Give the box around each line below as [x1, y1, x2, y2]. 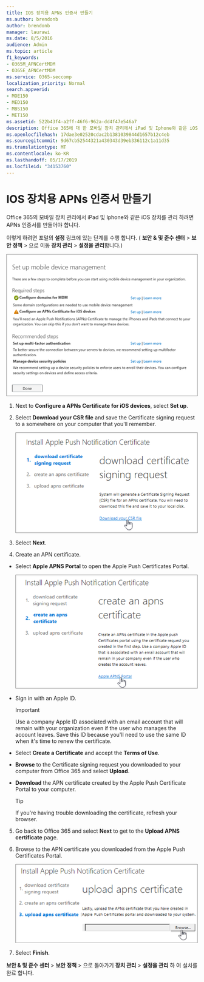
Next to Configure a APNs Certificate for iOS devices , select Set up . [15, 402, 188, 410]
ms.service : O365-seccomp [6, 73, 72, 80]
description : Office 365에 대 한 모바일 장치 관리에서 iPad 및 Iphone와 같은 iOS [6, 125, 199, 131]
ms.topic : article [6, 49, 53, 55]
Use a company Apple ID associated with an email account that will [15, 718, 183, 725]
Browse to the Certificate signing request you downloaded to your [15, 760, 181, 768]
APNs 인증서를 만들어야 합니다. [6, 221, 81, 228]
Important [15, 706, 40, 713]
